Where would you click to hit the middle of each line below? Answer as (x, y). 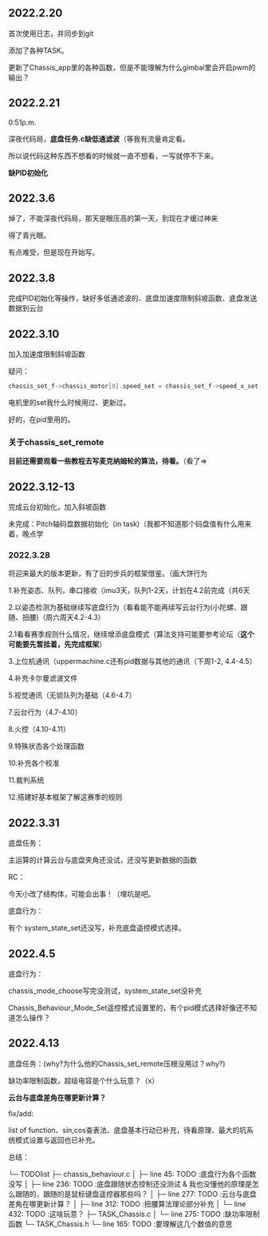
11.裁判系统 (26, 780)
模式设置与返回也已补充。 (57, 1140)
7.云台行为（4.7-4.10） (45, 712)
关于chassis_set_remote (56, 442)
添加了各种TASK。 (38, 50)
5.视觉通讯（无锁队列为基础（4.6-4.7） (72, 695)
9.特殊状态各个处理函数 (47, 746)
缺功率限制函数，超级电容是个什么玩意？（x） (84, 1080)
